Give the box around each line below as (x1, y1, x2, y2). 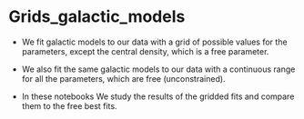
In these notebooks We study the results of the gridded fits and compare (21, 91, 295, 102)
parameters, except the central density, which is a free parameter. (21, 45, 269, 56)
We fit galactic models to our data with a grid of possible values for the (21, 36, 288, 47)
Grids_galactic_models (8, 6, 186, 27)
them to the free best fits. (21, 100, 117, 111)
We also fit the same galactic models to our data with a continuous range (21, 64, 296, 74)
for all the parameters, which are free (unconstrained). (21, 73, 226, 84)
